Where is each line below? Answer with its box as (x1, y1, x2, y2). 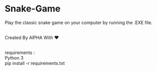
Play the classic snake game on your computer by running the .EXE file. (5, 19, 153, 25)
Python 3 (5, 54, 24, 60)
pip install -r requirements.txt (5, 60, 65, 66)
